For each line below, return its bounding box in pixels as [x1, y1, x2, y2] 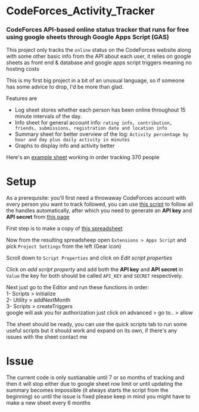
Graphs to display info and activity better [14, 142, 115, 150]
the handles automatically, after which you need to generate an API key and [6, 207, 192, 214]
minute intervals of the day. [14, 113, 82, 120]
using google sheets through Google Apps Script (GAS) [6, 33, 169, 41]
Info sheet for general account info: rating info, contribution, [14, 119, 173, 126]
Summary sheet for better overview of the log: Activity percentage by [14, 131, 189, 138]
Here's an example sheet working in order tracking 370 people [6, 154, 160, 161]
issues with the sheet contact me [6, 333, 88, 340]
